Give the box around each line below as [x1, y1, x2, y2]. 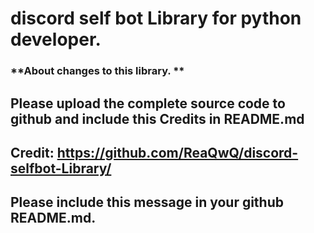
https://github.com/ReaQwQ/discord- [56, 144, 299, 161]
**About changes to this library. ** [10, 64, 185, 78]
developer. [10, 28, 102, 51]
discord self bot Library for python [10, 7, 302, 30]
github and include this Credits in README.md [10, 110, 305, 127]
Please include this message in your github [10, 194, 285, 211]
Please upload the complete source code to [10, 95, 286, 112]
